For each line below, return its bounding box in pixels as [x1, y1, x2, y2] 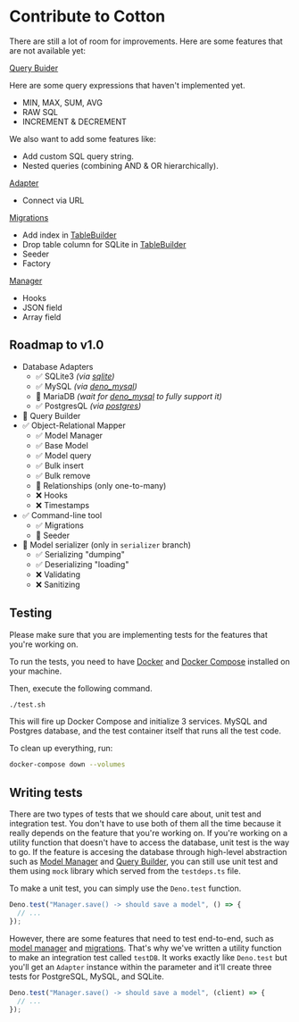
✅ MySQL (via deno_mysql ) [35, 381, 137, 391]
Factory [21, 257, 51, 269]
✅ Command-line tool [21, 509, 103, 520]
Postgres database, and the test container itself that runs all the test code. [9, 725, 282, 736]
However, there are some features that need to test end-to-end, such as [9, 933, 274, 943]
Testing [9, 606, 53, 621]
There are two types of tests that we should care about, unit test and [9, 808, 262, 819]
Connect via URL [21, 195, 85, 205]
